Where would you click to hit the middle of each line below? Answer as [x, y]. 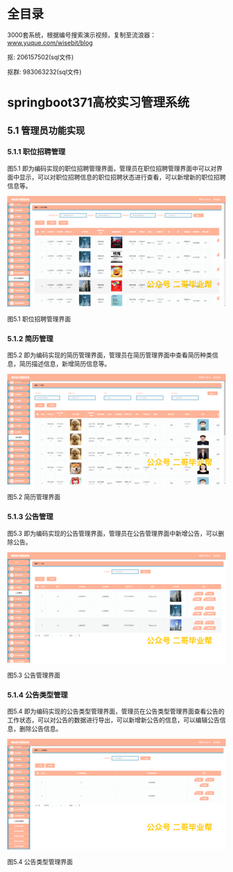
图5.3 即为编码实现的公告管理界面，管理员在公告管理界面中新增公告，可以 [113, 533]
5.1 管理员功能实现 [46, 130]
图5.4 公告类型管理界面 [40, 862]
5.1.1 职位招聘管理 [36, 152]
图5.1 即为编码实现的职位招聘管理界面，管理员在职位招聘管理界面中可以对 [112, 168]
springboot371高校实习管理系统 [98, 103]
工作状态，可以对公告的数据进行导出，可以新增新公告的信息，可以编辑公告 [113, 720]
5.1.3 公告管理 [30, 517]
